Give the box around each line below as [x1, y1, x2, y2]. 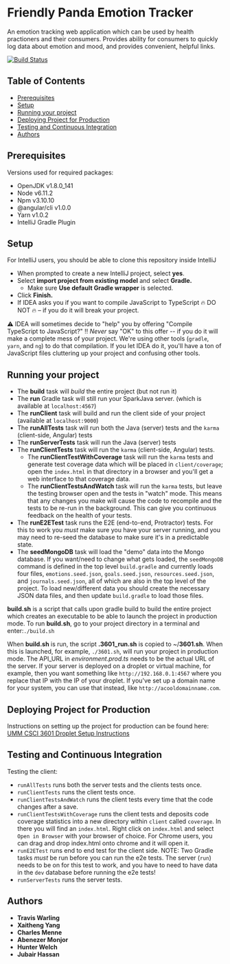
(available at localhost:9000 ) [16, 417, 99, 425]
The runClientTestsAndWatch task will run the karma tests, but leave [27, 482, 222, 490]
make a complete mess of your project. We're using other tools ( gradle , [7, 334, 209, 343]
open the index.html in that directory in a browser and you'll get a [27, 468, 214, 476]
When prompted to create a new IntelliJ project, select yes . [16, 269, 185, 277]
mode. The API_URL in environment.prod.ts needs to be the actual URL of [7, 654, 215, 663]
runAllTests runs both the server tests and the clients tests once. [16, 781, 203, 789]
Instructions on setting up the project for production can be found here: [7, 722, 209, 730]
